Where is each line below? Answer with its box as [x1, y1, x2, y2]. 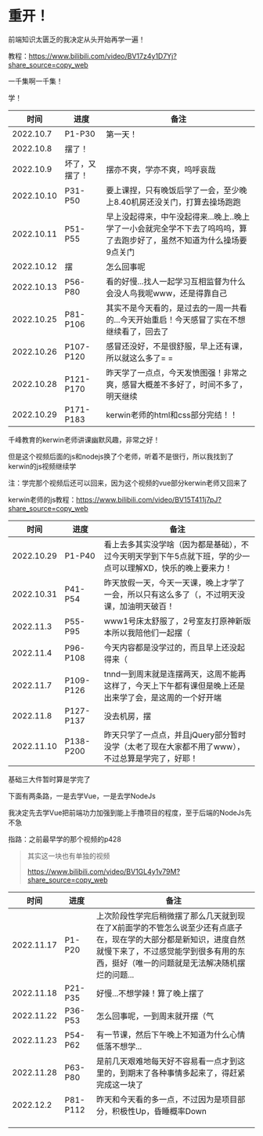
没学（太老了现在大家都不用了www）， [103, 741, 245, 752]
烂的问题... [96, 969, 135, 980]
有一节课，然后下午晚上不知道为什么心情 [96, 1029, 246, 1040]
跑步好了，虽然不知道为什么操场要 [121, 235, 247, 246]
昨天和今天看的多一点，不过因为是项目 [96, 1094, 238, 1105]
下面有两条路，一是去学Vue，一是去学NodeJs [8, 791, 157, 801]
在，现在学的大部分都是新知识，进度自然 [96, 933, 246, 944]
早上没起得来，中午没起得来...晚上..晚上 [105, 211, 250, 222]
